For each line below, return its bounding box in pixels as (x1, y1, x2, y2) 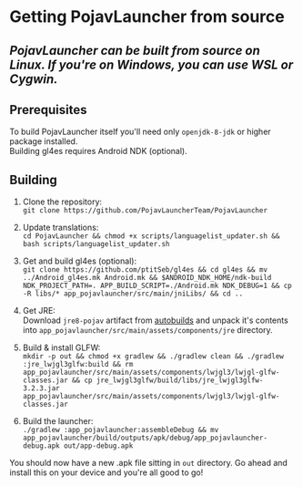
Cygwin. (9, 71, 58, 87)
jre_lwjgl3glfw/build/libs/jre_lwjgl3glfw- (96, 376, 264, 385)
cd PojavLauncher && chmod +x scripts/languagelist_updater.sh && (22, 232, 280, 241)
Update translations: (22, 222, 99, 233)
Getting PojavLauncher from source (9, 6, 285, 27)
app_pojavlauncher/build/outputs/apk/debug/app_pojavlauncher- (22, 433, 268, 443)
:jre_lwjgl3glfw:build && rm (22, 360, 134, 369)
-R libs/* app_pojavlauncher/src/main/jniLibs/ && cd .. (22, 289, 244, 298)
